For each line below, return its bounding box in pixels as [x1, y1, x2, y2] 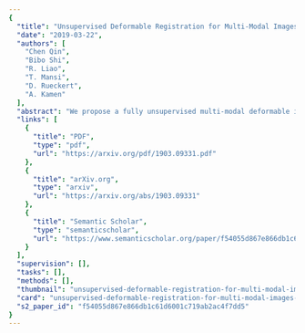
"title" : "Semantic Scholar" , [32, 216, 147, 226]
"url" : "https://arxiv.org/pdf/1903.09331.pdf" [32, 149, 218, 158]
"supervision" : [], [16, 259, 91, 269]
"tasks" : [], [16, 268, 66, 277]
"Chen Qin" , [25, 47, 70, 57]
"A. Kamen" [25, 89, 66, 99]
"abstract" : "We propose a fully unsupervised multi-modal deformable [16, 107, 290, 116]
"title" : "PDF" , [32, 132, 95, 141]
